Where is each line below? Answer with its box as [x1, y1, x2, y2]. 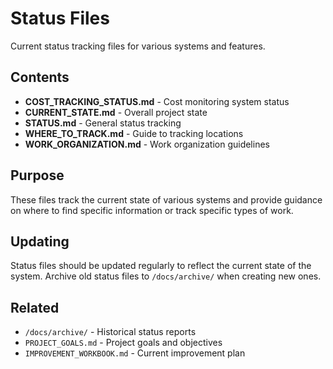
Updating [10, 233, 70, 250]
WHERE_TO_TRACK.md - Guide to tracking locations [24, 127, 244, 139]
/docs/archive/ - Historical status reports [24, 326, 197, 338]
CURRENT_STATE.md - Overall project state [24, 106, 208, 118]
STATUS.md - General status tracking [24, 117, 182, 129]
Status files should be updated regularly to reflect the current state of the [10, 260, 312, 272]
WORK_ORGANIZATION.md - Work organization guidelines [24, 138, 270, 150]
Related [10, 299, 60, 316]
